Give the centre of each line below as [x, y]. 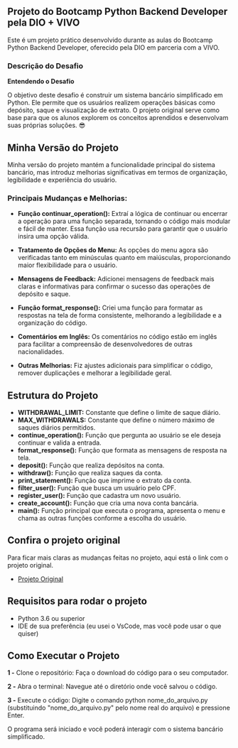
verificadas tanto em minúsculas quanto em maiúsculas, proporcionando [124, 258]
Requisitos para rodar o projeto [77, 601]
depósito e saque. [44, 294]
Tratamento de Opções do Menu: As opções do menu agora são [113, 250]
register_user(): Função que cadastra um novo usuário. [99, 496]
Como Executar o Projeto [64, 656]
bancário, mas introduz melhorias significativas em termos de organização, [118, 172]
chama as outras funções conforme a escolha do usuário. [102, 519]
